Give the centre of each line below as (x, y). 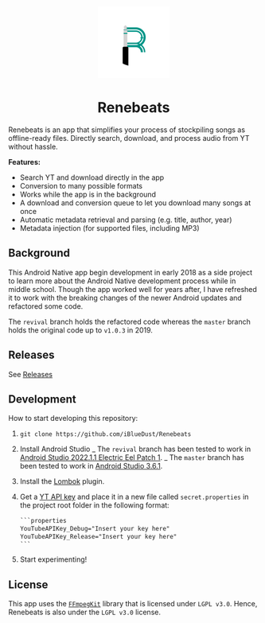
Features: (25, 162)
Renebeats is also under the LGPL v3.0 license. (85, 612)
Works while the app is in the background (88, 194)
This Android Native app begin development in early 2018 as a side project (131, 272)
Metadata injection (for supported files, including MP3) (109, 228)
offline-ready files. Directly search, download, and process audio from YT (129, 138)
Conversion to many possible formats (81, 185)
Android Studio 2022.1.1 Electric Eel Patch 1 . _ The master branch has (132, 458)
